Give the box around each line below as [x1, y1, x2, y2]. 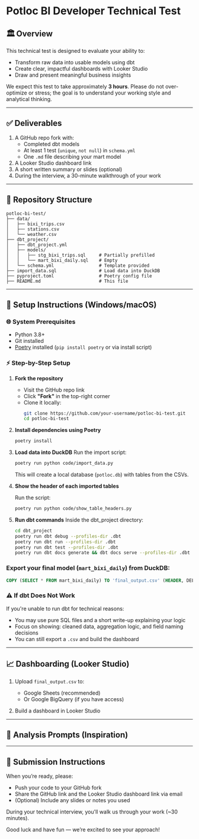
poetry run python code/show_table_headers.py [14, 506, 132, 512]
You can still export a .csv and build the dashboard [14, 635, 139, 642]
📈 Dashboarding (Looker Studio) [6, 659, 130, 669]
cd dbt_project [14, 528, 53, 534]
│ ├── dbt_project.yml [6, 242, 68, 248]
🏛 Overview [6, 29, 53, 39]
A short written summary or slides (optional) [14, 165, 123, 173]
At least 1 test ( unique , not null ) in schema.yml [23, 147, 136, 154]
